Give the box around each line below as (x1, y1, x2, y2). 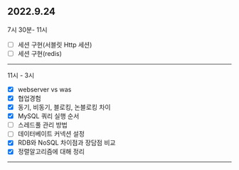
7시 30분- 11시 (7, 25, 48, 34)
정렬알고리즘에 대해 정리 (17, 147, 85, 156)
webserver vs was (17, 85, 72, 93)
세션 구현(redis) (17, 49, 63, 57)
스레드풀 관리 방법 (17, 120, 68, 130)
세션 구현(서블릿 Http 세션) (17, 40, 92, 49)
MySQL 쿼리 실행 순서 (17, 112, 80, 120)
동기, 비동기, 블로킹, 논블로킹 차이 (17, 103, 111, 112)
